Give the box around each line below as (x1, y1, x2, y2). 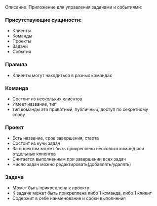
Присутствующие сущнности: (5, 16, 82, 23)
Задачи (12, 43, 28, 49)
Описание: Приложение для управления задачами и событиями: (5, 4, 142, 10)
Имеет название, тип (12, 101, 57, 107)
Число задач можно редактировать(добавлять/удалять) (12, 162, 131, 167)
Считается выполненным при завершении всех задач (12, 156, 126, 162)
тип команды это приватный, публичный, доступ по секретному (12, 106, 149, 112)
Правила (5, 61, 28, 68)
